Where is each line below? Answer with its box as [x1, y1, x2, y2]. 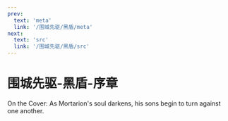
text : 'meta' [13, 17, 52, 24]
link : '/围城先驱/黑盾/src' [13, 43, 90, 50]
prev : [7, 10, 23, 18]
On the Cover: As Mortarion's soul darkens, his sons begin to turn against [7, 99, 221, 108]
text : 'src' [13, 37, 49, 44]
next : [7, 30, 23, 37]
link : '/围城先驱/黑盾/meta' [13, 23, 93, 30]
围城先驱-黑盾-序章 [7, 75, 119, 91]
